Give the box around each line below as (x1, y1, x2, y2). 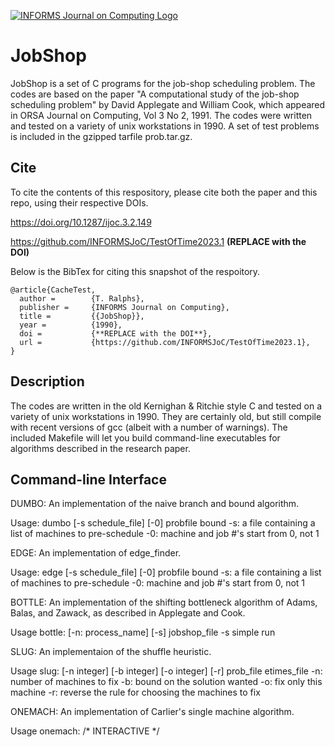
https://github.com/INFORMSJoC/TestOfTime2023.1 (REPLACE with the (10, 235, 307, 247)
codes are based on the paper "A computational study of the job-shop (10, 88, 300, 100)
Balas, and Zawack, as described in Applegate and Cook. (10, 607, 246, 619)
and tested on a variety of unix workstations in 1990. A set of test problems (10, 120, 320, 132)
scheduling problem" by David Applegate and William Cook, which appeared (10, 98, 326, 110)
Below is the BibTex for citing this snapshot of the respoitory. (10, 265, 261, 277)
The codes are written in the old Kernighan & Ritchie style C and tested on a (10, 400, 323, 412)
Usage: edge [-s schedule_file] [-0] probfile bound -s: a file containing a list (10, 566, 322, 579)
